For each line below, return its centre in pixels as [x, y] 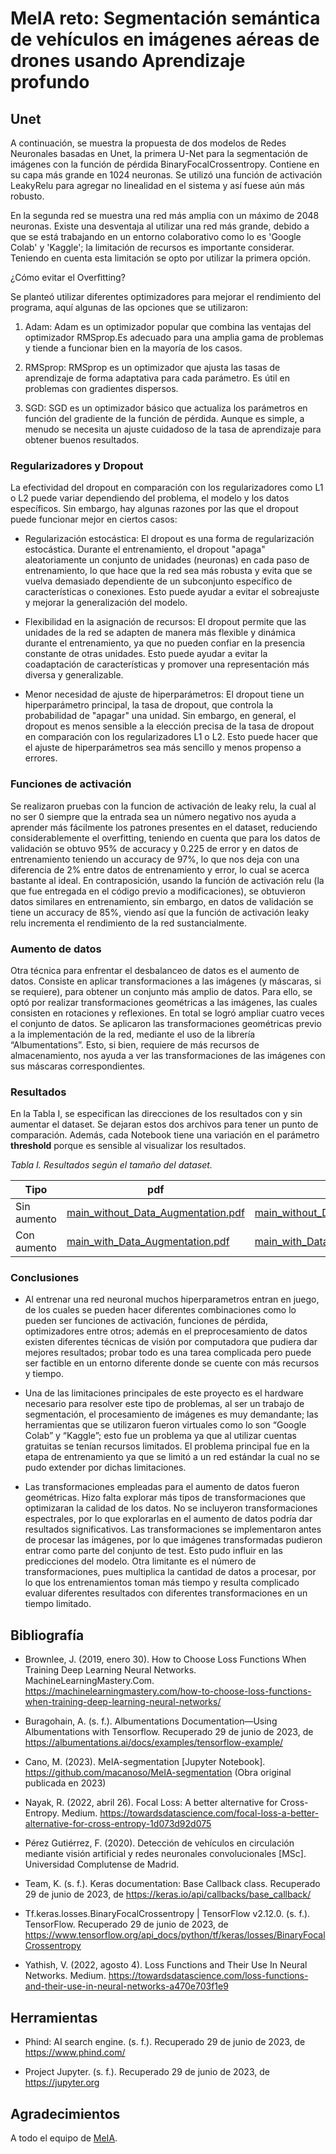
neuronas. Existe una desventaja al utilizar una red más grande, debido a [160, 226]
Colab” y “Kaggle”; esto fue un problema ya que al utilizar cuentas [160, 1436]
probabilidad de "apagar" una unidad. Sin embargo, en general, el [160, 716]
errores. [41, 758]
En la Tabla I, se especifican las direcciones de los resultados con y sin [156, 1114]
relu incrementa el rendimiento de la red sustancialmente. [128, 923]
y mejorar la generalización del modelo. [106, 603]
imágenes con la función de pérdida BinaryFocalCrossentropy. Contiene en [165, 164]
